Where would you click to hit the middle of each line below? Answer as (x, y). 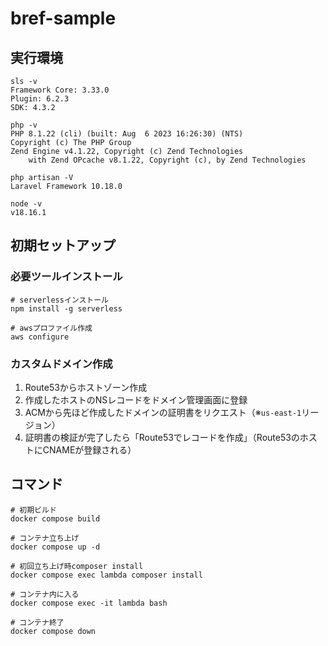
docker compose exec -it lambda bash (89, 603)
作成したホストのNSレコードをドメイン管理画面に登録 (136, 399)
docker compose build (55, 518)
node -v (26, 204)
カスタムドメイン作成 (61, 364)
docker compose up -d (55, 547)
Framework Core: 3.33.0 (60, 90)
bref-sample (63, 18)
